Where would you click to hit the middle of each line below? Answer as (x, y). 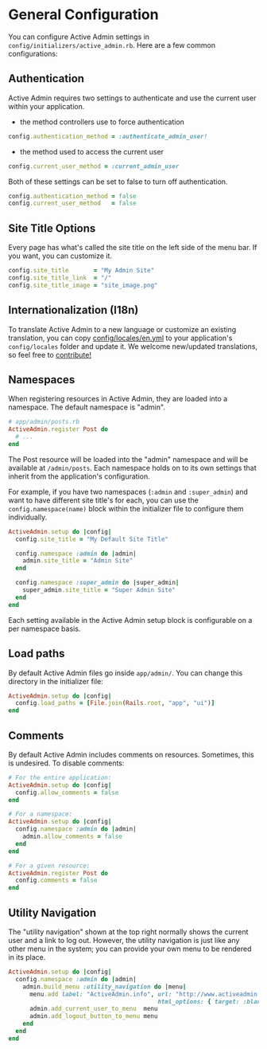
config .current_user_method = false (72, 204)
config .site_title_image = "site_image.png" (83, 285)
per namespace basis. (44, 628)
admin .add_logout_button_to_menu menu (93, 1016)
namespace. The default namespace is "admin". (87, 407)
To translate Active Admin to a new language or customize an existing (122, 329)
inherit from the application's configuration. (79, 476)
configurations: (33, 53)
